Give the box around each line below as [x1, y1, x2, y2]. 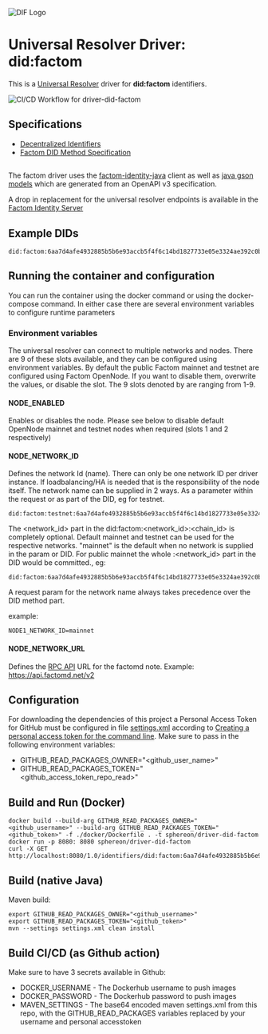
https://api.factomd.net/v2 [8, 670, 95, 679]
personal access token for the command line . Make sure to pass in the [8, 731, 239, 741]
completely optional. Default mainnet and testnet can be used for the [8, 532, 235, 542]
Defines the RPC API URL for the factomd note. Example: [8, 661, 195, 671]
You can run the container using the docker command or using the [8, 291, 227, 300]
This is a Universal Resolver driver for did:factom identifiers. [8, 78, 207, 88]
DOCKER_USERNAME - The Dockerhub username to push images [19, 983, 237, 992]
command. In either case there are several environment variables [41, 299, 254, 308]
